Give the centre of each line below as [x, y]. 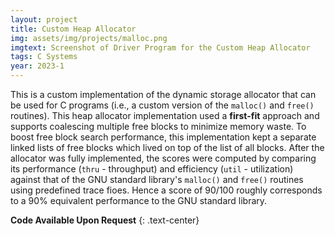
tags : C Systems [44, 57]
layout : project [44, 19]
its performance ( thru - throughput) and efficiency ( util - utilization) [152, 169]
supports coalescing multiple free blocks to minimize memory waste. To [158, 126]
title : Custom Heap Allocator [73, 29]
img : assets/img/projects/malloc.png [89, 38]
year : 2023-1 [37, 66]
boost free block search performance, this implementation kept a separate [163, 137]
